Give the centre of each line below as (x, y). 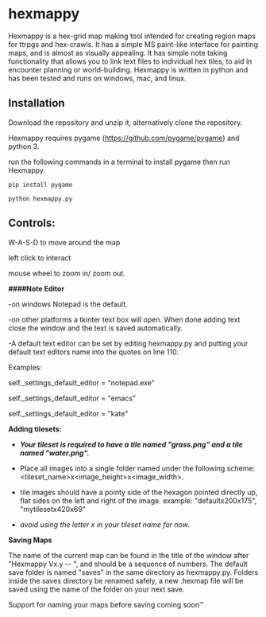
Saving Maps (30, 540)
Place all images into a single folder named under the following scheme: (137, 468)
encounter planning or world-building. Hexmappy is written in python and (128, 69)
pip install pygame (40, 185)
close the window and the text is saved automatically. (96, 328)
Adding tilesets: (35, 429)
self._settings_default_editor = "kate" (68, 413)
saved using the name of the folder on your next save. (96, 589)
